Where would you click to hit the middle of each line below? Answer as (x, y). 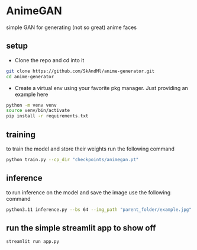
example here (31, 94)
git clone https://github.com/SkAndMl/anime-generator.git (80, 71)
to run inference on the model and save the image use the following (88, 192)
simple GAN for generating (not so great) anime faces (72, 27)
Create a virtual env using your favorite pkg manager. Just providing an (101, 88)
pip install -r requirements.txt (47, 116)
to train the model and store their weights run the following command (90, 149)
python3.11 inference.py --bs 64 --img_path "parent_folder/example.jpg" (99, 209)
